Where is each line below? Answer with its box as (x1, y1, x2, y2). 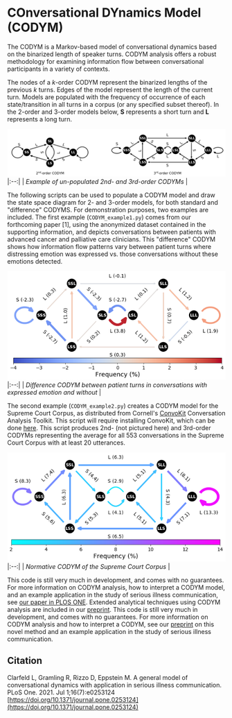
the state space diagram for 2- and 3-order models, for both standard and (7, 198, 218, 207)
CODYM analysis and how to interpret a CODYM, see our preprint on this (7, 619, 215, 629)
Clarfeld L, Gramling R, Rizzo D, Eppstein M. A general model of (7, 673, 188, 681)
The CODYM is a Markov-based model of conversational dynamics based (7, 42, 217, 51)
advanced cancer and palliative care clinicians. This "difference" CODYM (7, 235, 216, 243)
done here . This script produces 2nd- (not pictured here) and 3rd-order (7, 424, 211, 432)
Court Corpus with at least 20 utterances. (7, 438, 126, 447)
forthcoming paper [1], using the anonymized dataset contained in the (7, 221, 206, 229)
